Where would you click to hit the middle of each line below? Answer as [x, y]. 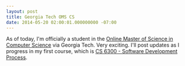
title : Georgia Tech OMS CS [41, 17]
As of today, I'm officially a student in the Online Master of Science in [90, 39]
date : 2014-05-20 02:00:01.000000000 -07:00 [61, 22]
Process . [17, 58]
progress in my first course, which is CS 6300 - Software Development [92, 51]
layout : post [22, 11]
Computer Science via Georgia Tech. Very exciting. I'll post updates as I [93, 45]
